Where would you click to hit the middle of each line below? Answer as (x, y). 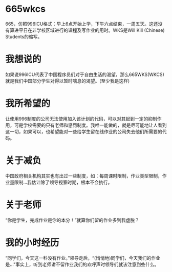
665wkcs (26, 9)
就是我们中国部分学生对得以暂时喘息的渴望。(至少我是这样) (68, 81)
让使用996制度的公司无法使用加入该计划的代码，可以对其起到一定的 (77, 119)
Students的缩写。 (24, 36)
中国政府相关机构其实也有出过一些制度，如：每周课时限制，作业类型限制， (84, 176)
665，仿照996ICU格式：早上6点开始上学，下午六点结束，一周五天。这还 (82, 24)
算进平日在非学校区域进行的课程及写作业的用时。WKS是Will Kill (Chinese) (87, 30)
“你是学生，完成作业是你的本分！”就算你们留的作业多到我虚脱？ (72, 220)
